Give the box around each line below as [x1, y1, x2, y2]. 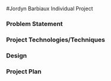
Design [6, 51, 27, 60]
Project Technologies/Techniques [6, 35, 105, 44]
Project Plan [6, 67, 42, 76]
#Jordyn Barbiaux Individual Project [6, 5, 93, 12]
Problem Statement [6, 20, 63, 28]
